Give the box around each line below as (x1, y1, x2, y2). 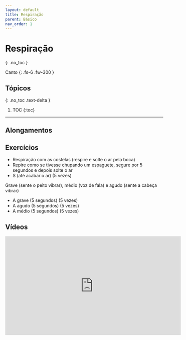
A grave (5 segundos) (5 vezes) (12, 197, 78, 203)
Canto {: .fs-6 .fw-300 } (5, 69, 54, 75)
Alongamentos (5, 126, 53, 135)
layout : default (5, 7, 39, 13)
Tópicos (5, 84, 31, 92)
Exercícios (5, 143, 39, 152)
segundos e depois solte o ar (12, 167, 73, 173)
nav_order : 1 (5, 21, 33, 27)
